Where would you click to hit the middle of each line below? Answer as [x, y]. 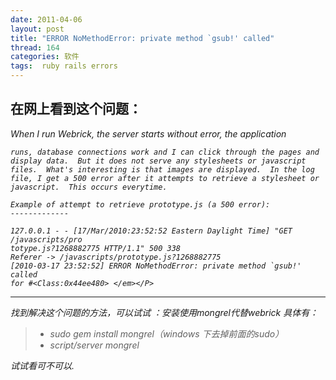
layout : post [37, 29]
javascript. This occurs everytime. [89, 187]
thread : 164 [35, 47]
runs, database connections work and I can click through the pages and [165, 152]
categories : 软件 [45, 57]
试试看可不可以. [42, 365]
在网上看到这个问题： [76, 109]
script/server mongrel [94, 345]
